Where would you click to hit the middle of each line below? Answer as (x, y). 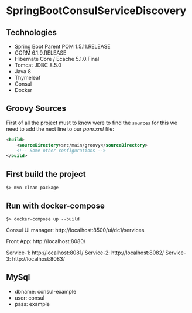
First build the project (46, 174)
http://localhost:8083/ (39, 258)
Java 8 (23, 71)
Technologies (32, 33)
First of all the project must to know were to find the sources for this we (92, 123)
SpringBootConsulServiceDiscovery (96, 11)
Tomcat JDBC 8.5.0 (38, 65)
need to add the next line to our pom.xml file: (60, 129)
